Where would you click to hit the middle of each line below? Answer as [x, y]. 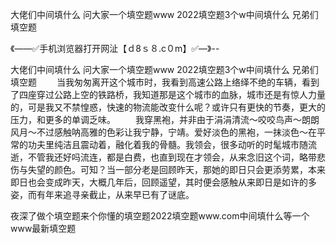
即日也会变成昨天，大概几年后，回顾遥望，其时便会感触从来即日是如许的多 [163, 182]
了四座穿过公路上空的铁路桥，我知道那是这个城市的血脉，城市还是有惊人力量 [168, 94]
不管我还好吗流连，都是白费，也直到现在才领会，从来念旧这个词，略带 [172, 157]
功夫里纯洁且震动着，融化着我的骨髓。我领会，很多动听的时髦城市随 [167, 144]
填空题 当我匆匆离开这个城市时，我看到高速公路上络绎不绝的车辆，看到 [165, 82]
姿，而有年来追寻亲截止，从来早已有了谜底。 [102, 194]
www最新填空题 [43, 228]
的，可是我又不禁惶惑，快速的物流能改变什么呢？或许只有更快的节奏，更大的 [168, 107]
